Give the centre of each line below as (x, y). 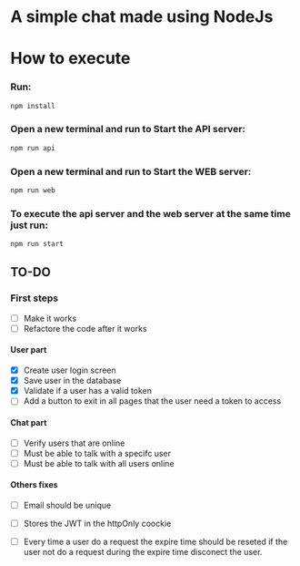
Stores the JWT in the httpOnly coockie (97, 523)
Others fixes (34, 485)
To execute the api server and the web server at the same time (151, 213)
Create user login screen (70, 370)
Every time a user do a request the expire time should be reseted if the (155, 542)
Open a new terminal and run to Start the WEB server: (131, 171)
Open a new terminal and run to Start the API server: (128, 129)
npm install (33, 106)
